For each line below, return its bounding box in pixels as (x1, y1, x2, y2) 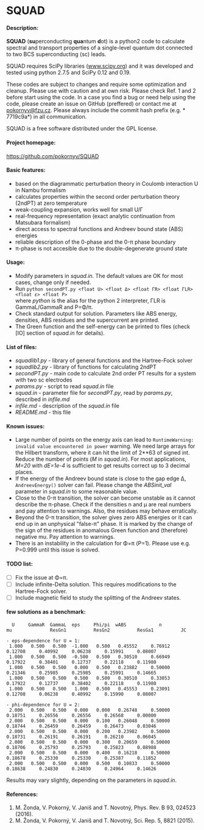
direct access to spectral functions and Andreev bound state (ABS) (15, 225, 184, 232)
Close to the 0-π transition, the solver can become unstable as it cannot (15, 494, 196, 502)
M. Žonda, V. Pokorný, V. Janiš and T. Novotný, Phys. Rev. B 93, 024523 (15, 804, 196, 811)
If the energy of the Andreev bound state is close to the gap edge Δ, (15, 475, 186, 482)
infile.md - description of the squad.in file (15, 402, 120, 410)
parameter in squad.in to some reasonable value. (15, 488, 139, 495)
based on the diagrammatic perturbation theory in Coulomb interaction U (15, 180, 199, 187)
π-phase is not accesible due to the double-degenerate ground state (15, 244, 188, 252)
